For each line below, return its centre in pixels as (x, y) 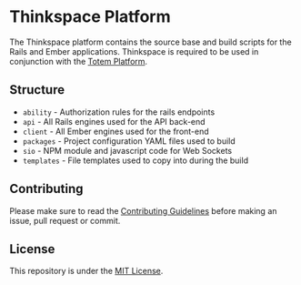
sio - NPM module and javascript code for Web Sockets (127, 150)
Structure (37, 90)
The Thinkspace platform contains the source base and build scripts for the (151, 42)
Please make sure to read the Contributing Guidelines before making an (143, 210)
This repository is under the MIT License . (86, 271)
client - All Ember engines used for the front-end (115, 131)
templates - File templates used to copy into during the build (135, 160)
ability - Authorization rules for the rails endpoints (119, 112)
